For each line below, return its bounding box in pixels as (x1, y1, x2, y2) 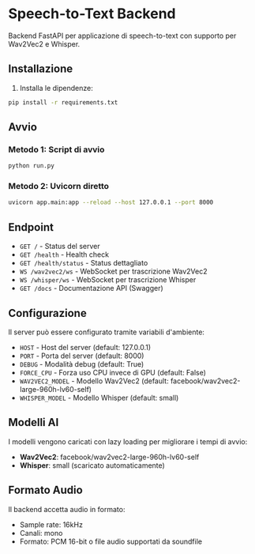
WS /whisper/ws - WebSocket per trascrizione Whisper (19, 275, 197, 285)
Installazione (8, 62, 73, 76)
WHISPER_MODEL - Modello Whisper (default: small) (19, 393, 179, 402)
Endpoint (8, 220, 54, 234)
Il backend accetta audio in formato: (8, 504, 126, 514)
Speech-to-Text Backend (8, 5, 176, 23)
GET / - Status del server (19, 242, 100, 251)
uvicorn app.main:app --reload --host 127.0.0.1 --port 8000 (8, 198, 214, 206)
